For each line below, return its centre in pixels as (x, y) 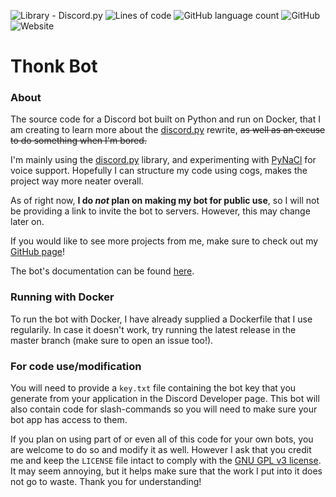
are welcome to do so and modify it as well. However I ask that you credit (161, 450)
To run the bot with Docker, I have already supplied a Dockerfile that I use (161, 319)
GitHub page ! (37, 252)
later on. (27, 222)
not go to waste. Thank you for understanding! (106, 482)
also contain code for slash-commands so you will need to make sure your (164, 409)
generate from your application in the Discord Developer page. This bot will (165, 399)
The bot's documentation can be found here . (102, 271)
